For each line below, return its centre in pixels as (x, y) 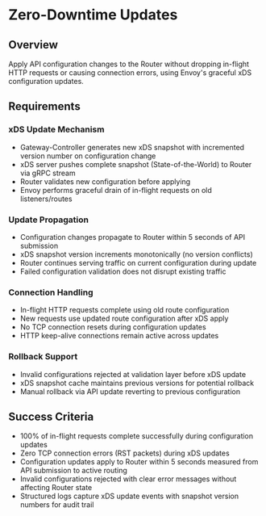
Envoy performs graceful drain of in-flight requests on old (116, 190)
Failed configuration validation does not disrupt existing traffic (123, 271)
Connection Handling (51, 292)
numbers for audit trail (57, 505)
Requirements (44, 107)
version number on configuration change (88, 156)
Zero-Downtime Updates (93, 15)
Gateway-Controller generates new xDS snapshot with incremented (132, 147)
